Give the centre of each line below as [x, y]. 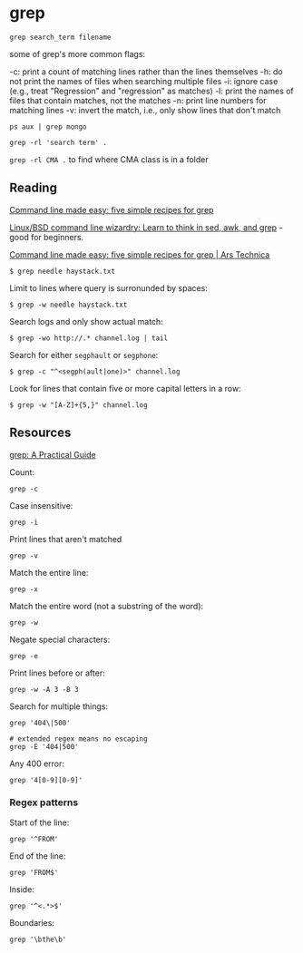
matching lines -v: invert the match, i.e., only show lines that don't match [145, 110]
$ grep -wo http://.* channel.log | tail [89, 338]
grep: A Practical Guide [53, 454]
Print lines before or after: [58, 673]
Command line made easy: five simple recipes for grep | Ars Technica [140, 254]
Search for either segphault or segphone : [84, 355]
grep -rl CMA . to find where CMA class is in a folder [109, 159]
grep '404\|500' [40, 723]
